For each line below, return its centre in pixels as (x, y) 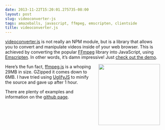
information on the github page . (37, 97)
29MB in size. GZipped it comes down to (46, 72)
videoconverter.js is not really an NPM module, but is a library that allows (79, 42)
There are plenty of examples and (39, 92)
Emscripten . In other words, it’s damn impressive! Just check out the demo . (81, 57)
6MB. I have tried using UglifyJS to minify (47, 77)
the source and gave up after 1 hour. (41, 82)
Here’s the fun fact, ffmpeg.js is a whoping (48, 67)
